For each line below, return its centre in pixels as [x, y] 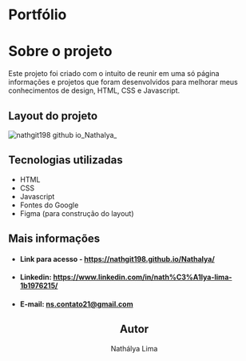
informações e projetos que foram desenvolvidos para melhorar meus [123, 82]
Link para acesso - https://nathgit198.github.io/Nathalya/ [117, 259]
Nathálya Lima [134, 348]
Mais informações [54, 239]
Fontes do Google [49, 205]
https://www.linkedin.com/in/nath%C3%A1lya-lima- [143, 277]
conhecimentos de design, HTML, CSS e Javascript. [94, 90]
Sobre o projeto [60, 52]
